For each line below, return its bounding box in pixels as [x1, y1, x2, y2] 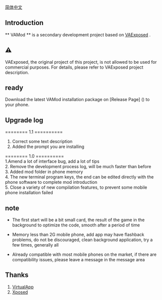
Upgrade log [5, 116, 43, 124]
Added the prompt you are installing [12, 144, 84, 150]
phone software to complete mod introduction [5, 179, 98, 185]
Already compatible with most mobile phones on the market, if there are [12, 251, 157, 257]
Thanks [5, 271, 29, 279]
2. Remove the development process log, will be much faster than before [5, 164, 151, 170]
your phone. [5, 102, 30, 108]
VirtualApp [12, 284, 34, 290]
